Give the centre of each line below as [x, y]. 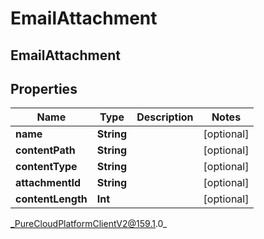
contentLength [51, 199]
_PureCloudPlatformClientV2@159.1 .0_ [89, 224]
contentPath [45, 150]
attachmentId [48, 183]
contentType [46, 167]
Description [165, 117]
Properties [44, 88]
